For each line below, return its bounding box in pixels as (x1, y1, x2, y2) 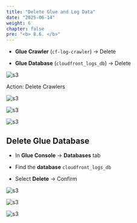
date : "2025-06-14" (6, 15, 56, 21)
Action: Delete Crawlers (6, 83, 65, 91)
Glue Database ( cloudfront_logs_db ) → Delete (14, 60, 131, 67)
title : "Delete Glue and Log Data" (6, 8, 96, 15)
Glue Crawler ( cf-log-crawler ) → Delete (14, 48, 116, 55)
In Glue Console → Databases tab (14, 152, 101, 159)
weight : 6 (6, 20, 31, 26)
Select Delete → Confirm (14, 175, 77, 182)
